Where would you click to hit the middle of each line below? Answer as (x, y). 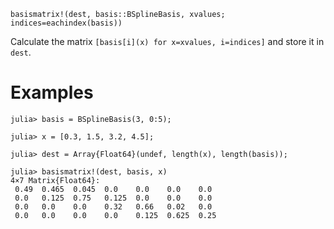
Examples (52, 92)
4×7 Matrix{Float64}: (55, 180)
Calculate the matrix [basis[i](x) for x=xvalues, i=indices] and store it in (167, 41)
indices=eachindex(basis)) (66, 23)
